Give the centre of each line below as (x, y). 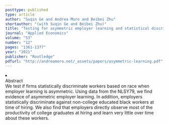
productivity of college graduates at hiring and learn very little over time (80, 113)
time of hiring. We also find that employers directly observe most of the (79, 107)
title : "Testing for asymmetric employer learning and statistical (77, 29)
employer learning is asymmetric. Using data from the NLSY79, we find (79, 91)
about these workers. (27, 118)
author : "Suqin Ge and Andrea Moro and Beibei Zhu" (60, 19)
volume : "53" (19, 38)
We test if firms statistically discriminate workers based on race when (77, 86)
